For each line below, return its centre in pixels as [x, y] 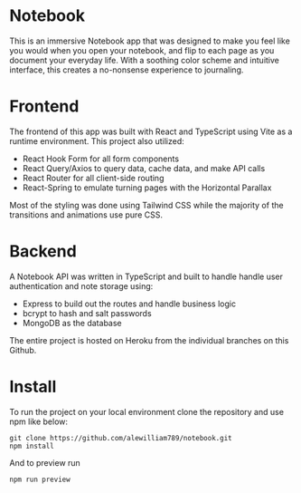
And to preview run [45, 462]
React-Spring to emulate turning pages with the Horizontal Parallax [147, 188]
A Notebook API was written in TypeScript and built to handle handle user [146, 276]
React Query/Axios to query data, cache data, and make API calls [144, 168]
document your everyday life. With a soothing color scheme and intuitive [145, 60]
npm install [32, 446]
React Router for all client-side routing [93, 178]
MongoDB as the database [72, 323]
